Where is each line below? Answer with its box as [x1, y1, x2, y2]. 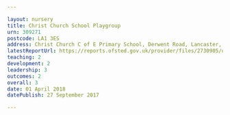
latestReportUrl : [7, 48, 57, 54]
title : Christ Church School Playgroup [7, 22, 121, 29]
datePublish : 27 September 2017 [7, 92, 99, 99]
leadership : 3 [7, 66, 48, 73]
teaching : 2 [7, 54, 41, 61]
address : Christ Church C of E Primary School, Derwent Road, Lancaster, [7, 42, 222, 48]
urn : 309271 [7, 29, 41, 35]
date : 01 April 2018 [7, 86, 66, 93]
